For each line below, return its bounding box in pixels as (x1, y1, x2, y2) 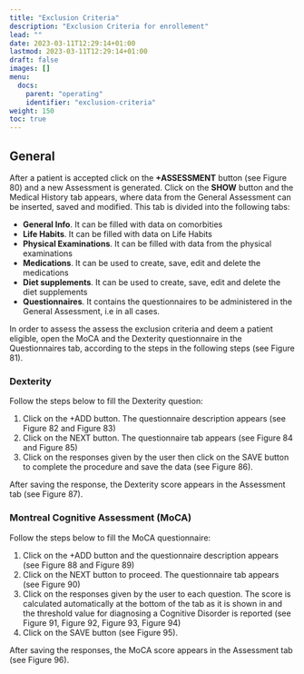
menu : (9, 73, 30, 82)
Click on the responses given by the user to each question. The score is (22, 588, 292, 600)
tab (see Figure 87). (9, 489, 83, 500)
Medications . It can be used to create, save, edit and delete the (22, 257, 261, 268)
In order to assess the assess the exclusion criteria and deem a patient (9, 323, 274, 334)
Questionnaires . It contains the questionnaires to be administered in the (22, 296, 293, 307)
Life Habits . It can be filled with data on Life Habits (22, 228, 213, 239)
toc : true (9, 114, 47, 124)
